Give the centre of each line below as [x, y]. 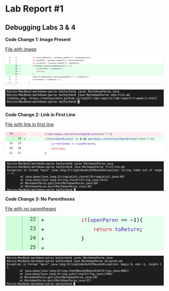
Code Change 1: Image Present [38, 39]
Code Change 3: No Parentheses [40, 199]
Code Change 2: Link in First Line [40, 115]
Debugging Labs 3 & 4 [40, 27]
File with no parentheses [31, 209]
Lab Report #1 [34, 9]
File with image [21, 49]
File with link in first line [30, 124]
